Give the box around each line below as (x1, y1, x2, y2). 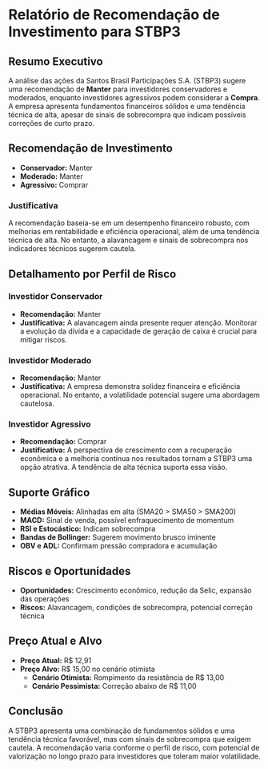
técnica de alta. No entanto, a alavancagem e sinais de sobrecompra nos (8, 235, 249, 245)
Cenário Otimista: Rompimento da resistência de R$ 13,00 (31, 672, 225, 682)
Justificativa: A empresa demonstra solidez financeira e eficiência (19, 382, 241, 391)
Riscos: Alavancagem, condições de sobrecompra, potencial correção (19, 603, 254, 613)
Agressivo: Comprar (19, 180, 89, 189)
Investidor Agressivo (8, 419, 91, 430)
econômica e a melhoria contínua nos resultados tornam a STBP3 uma (19, 454, 253, 463)
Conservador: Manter (19, 163, 94, 172)
